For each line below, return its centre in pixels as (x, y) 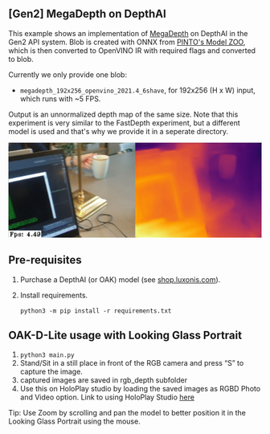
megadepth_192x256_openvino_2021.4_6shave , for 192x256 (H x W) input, (137, 90)
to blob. (21, 59)
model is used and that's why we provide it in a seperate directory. (119, 131)
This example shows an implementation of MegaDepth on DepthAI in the (128, 33)
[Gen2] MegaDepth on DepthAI (87, 14)
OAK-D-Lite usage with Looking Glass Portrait (125, 336)
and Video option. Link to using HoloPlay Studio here (107, 397)
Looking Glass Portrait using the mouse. (74, 421)
